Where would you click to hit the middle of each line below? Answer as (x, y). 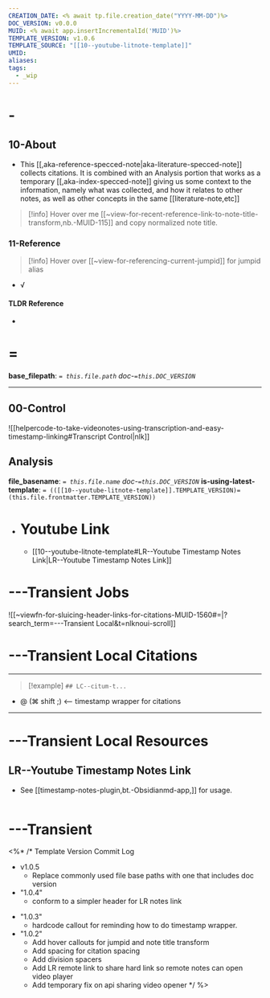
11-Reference (35, 243)
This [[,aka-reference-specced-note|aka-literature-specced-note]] (131, 164)
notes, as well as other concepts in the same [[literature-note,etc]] (130, 198)
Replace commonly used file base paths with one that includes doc (143, 876)
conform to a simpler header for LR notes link (107, 902)
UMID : (17, 53)
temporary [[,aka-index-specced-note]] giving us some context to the (135, 181)
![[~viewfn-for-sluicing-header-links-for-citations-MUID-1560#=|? (118, 615)
